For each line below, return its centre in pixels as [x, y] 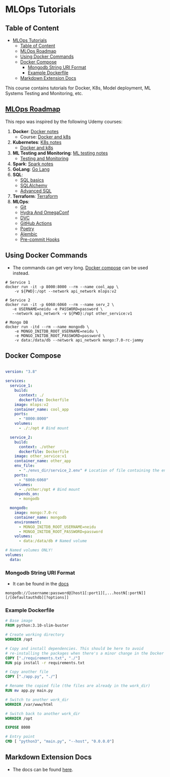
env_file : [25, 466]
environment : [28, 522]
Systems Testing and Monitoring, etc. [44, 93]
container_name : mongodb [40, 517]
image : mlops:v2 [32, 405]
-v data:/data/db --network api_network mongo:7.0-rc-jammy [79, 340]
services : [16, 381]
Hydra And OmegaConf [45, 212]
